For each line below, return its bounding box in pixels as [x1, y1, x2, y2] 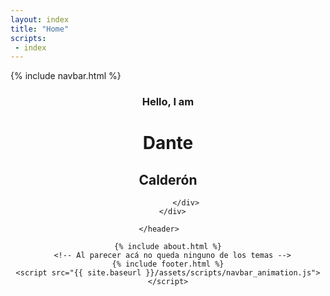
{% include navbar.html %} [10, 70, 122, 82]
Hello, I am [141, 95, 195, 109]
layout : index [10, 14, 70, 25]
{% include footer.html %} [111, 259, 225, 270]
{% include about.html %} [114, 242, 222, 252]
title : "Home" [10, 24, 70, 34]
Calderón [138, 171, 198, 188]
